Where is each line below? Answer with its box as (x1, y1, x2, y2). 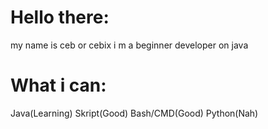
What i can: (10, 74, 107, 97)
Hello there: (10, 6, 110, 29)
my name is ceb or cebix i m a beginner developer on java (10, 39, 249, 51)
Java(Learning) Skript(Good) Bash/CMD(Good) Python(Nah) (10, 107, 259, 119)
